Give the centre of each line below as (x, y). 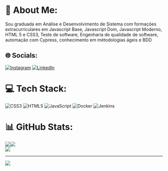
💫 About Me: (31, 10)
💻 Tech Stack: (36, 88)
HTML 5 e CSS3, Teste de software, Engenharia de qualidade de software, (82, 34)
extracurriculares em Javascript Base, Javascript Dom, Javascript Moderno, (84, 29)
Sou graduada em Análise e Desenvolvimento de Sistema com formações (81, 24)
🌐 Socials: (21, 56)
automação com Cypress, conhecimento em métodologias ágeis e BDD (78, 40)
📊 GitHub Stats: (39, 127)
